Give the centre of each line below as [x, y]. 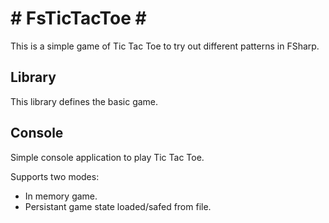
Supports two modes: [55, 176]
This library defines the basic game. [84, 101]
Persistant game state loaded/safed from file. [118, 206]
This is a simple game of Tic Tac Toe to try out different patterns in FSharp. [165, 46]
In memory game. [61, 196]
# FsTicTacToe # [78, 18]
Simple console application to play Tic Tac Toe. [107, 157]
